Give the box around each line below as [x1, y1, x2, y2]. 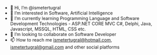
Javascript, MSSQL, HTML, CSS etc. [10, 26, 86, 32]
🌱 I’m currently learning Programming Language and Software [10, 15, 140, 21]
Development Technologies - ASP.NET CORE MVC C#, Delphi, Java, [10, 20, 152, 26]
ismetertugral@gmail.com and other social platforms [10, 44, 120, 50]
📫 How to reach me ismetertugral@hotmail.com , [10, 37, 112, 42]
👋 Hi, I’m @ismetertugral [10, 5, 61, 10]
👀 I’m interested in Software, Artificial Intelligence [10, 10, 113, 16]
